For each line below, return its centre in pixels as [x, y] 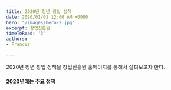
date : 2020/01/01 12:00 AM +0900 [47, 17]
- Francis [18, 45]
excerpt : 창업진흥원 [28, 28]
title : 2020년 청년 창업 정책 [39, 11]
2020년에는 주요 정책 [31, 81]
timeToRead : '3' [26, 34]
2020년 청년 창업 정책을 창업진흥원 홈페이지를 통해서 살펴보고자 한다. [85, 67]
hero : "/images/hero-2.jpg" [41, 22]
